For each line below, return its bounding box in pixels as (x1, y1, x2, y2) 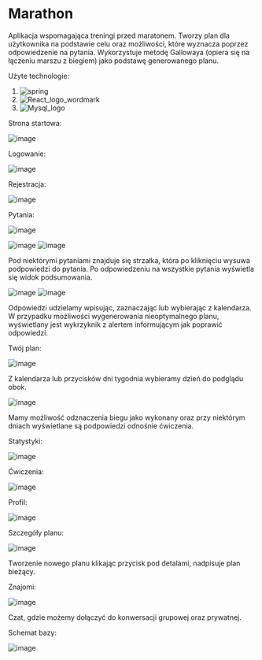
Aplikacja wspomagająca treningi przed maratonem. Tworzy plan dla (8, 31, 231, 40)
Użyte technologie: (8, 71, 70, 80)
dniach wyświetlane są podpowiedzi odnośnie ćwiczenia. (8, 421, 194, 430)
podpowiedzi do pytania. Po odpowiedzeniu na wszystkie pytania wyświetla (8, 264, 254, 273)
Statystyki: (8, 436, 43, 446)
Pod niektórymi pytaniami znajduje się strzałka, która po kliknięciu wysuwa (8, 255, 250, 265)
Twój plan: (8, 343, 42, 353)
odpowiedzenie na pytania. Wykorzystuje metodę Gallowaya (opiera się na (8, 47, 250, 57)
